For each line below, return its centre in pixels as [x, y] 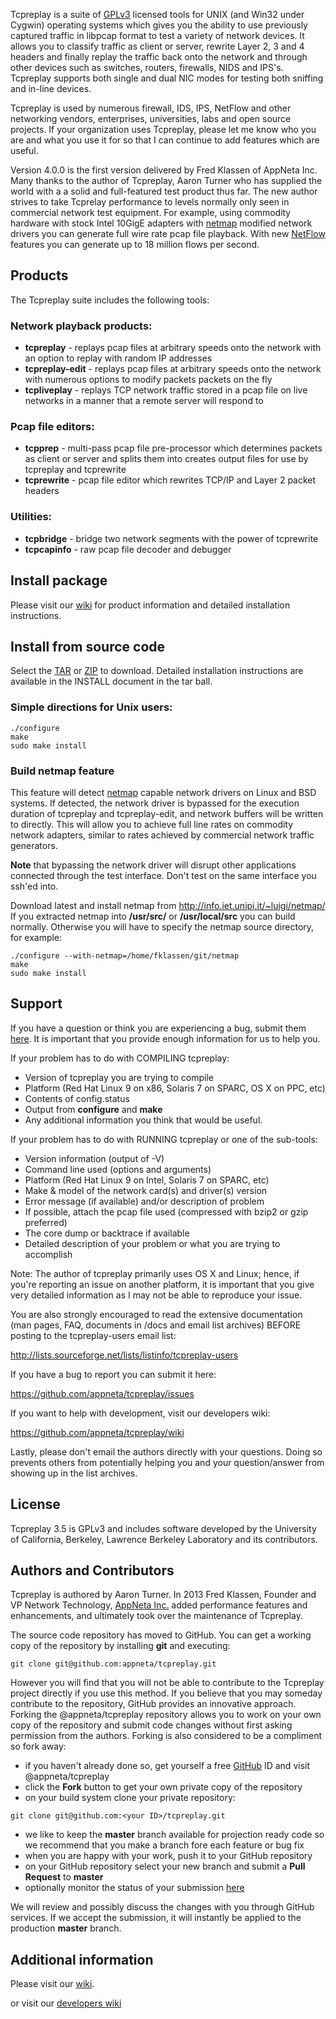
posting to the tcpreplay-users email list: [93, 1335]
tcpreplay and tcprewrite [75, 470]
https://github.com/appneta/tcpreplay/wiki [97, 1432]
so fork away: [38, 1746]
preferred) [46, 1222]
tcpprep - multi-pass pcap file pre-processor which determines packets [173, 448]
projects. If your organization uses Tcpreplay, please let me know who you [163, 129]
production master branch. [66, 1928]
